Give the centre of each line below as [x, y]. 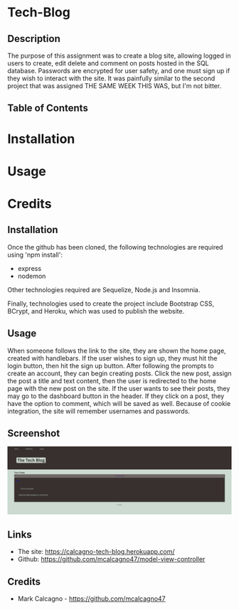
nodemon [32, 276]
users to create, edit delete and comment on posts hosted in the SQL [108, 63]
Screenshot [34, 433]
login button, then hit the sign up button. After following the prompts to [111, 365]
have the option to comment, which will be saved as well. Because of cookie [119, 403]
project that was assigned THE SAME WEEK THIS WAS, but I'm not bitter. [115, 86]
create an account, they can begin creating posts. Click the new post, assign [119, 373]
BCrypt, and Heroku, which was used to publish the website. [96, 311]
